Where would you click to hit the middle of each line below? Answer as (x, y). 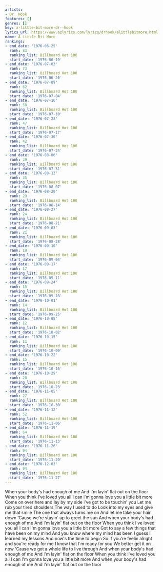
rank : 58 (18, 105)
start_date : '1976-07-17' (36, 132)
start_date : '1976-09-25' (36, 314)
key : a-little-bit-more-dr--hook (39, 28)
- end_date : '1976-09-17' (31, 264)
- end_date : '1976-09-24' (31, 282)
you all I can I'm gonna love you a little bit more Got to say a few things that (81, 528)
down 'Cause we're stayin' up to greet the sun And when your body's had (79, 517)
